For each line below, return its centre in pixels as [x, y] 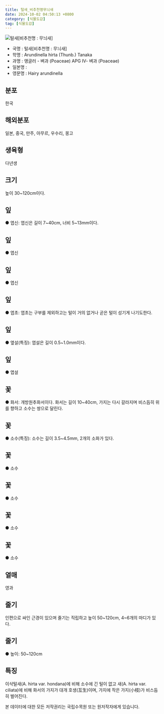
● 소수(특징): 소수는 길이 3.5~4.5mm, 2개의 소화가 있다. [60, 438]
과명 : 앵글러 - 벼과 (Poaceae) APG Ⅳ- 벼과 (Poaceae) [66, 61]
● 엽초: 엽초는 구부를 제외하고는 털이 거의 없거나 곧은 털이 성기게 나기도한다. [79, 312]
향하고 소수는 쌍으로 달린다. [37, 409]
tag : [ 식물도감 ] [20, 23]
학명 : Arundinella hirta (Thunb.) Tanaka [52, 55]
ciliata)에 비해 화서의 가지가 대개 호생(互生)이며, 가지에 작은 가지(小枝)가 [75, 690]
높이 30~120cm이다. [25, 193]
